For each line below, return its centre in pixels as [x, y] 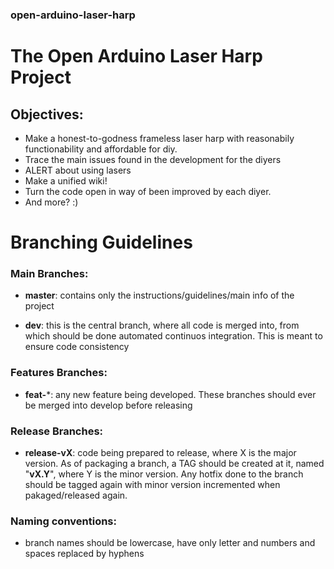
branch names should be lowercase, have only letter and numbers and [170, 543]
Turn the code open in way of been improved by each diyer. [148, 191]
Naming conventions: [63, 521]
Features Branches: [59, 373]
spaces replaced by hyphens [84, 554]
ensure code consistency [77, 347]
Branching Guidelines [101, 242]
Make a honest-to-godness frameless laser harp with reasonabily [159, 138]
